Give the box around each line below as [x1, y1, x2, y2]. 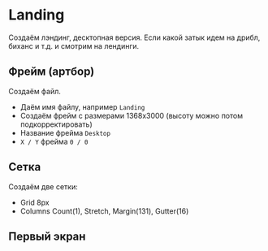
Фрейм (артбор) [8, 65, 95, 79]
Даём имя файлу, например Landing [19, 102, 145, 111]
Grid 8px [19, 197, 50, 207]
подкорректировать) [19, 119, 93, 129]
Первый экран [8, 229, 86, 243]
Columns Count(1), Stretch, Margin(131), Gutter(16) [19, 206, 189, 216]
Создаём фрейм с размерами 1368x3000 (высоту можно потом [19, 110, 244, 120]
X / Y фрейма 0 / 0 [19, 136, 89, 146]
